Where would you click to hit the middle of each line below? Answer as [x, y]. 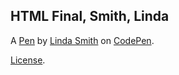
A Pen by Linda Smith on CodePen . [82, 40]
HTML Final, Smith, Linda [90, 16]
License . [28, 60]
